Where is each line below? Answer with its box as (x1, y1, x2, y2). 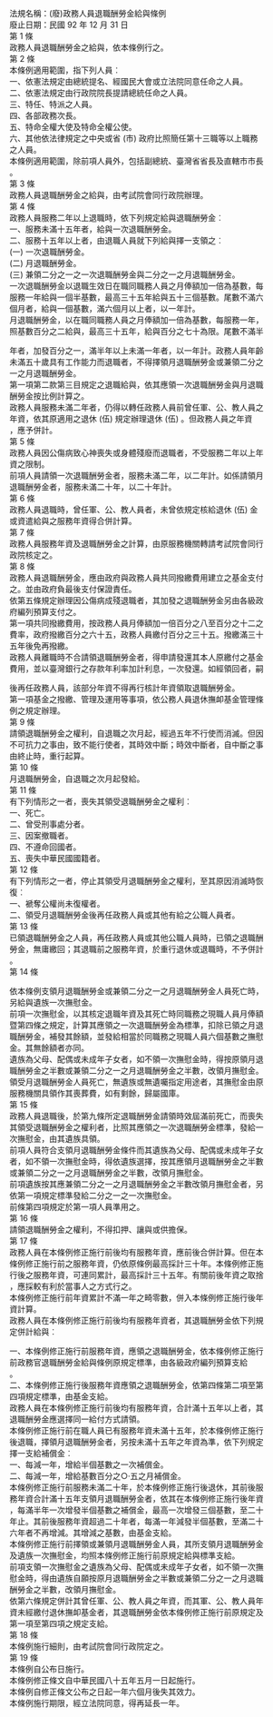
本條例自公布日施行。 (9, 1663, 89, 1674)
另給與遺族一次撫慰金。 (9, 997, 97, 1007)
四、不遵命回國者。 (9, 841, 82, 852)
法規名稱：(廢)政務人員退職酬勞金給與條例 (9, 8, 167, 18)
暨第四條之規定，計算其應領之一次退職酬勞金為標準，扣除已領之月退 (9, 1020, 264, 1030)
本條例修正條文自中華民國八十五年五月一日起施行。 (9, 1675, 200, 1685)
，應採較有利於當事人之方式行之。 (9, 1281, 137, 1292)
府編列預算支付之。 (9, 607, 82, 617)
